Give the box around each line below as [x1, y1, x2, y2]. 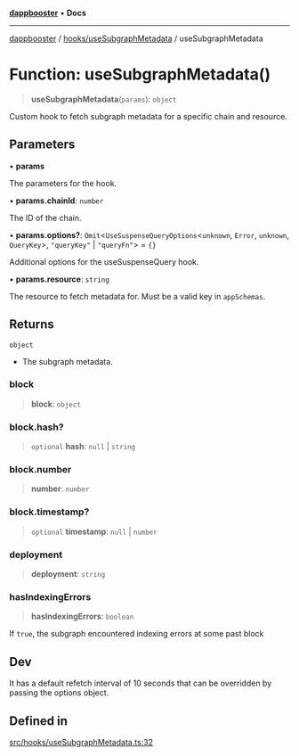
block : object [30, 399, 82, 409]
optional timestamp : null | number [30, 526, 158, 537]
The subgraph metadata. [21, 356, 113, 366]
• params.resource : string [9, 274, 109, 284]
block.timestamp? [9, 505, 90, 518]
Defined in [9, 713, 69, 728]
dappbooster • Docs [9, 8, 87, 18]
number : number [30, 483, 90, 494]
